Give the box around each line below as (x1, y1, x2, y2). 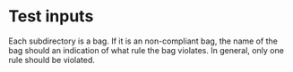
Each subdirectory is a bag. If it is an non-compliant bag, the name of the (8, 36, 279, 46)
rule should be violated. (8, 54, 96, 65)
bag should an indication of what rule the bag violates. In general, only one (8, 44, 284, 55)
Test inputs (8, 6, 94, 27)
